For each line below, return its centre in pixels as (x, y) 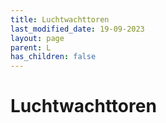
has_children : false (53, 57)
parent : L (31, 47)
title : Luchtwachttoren (60, 19)
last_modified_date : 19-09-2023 (77, 29)
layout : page (37, 38)
